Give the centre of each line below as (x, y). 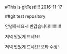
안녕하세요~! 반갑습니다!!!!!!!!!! (33, 26)
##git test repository (25, 16)
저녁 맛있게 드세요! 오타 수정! (32, 47)
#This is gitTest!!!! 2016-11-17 (34, 7)
